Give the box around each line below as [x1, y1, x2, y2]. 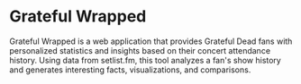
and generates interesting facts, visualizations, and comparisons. [9, 64, 251, 75]
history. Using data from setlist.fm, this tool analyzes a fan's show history [9, 55, 281, 65]
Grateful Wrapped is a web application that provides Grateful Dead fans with [9, 36, 293, 46]
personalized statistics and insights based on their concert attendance [9, 45, 271, 55]
